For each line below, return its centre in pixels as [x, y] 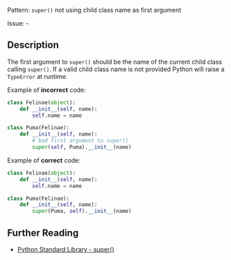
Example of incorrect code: [47, 90]
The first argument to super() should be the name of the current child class [115, 62]
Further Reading [43, 233]
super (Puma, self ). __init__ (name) [82, 211]
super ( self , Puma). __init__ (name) [82, 147]
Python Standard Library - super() [66, 249]
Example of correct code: [44, 160]
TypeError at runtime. [37, 76]
